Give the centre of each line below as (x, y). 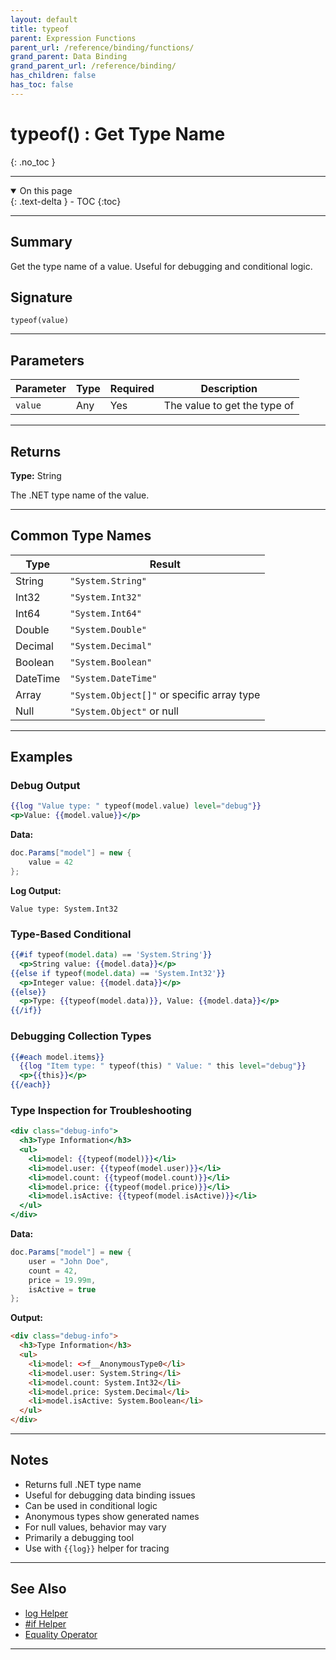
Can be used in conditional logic (91, 1505)
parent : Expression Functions (73, 38)
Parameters (47, 360)
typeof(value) (40, 321)
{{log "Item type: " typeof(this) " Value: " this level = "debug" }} (163, 1066)
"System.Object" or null (124, 711)
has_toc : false (42, 85)
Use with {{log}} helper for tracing (97, 1548)
